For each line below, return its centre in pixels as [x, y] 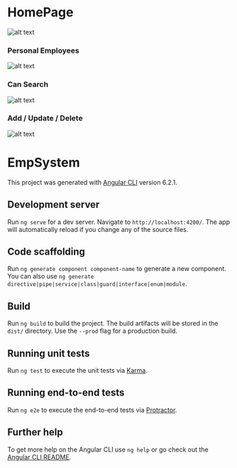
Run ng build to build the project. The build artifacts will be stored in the [113, 324]
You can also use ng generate [51, 276]
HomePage [40, 12]
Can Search [28, 85]
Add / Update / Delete [45, 118]
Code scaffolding [46, 251]
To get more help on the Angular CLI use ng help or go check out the [108, 450]
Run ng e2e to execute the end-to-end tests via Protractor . [92, 410]
